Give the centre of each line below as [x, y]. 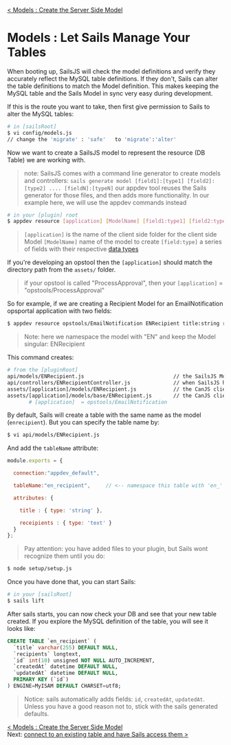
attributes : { [33, 498]
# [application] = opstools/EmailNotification [98, 402]
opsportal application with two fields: [59, 311]
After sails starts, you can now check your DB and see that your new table [112, 614]
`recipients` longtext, [47, 654]
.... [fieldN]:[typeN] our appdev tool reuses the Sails [128, 188]
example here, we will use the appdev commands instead [105, 202]
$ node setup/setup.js [40, 569]
